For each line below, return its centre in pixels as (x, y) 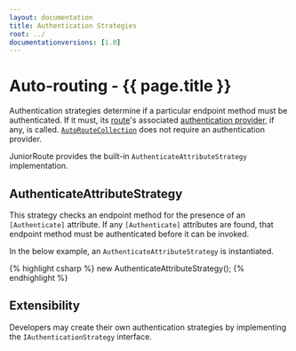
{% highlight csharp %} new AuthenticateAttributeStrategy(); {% (127, 268)
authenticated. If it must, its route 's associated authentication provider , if (142, 120)
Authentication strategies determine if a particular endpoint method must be (148, 111)
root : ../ (28, 34)
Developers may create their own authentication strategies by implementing (148, 327)
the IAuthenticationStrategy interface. (81, 336)
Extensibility (44, 306)
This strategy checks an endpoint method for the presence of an (128, 215)
